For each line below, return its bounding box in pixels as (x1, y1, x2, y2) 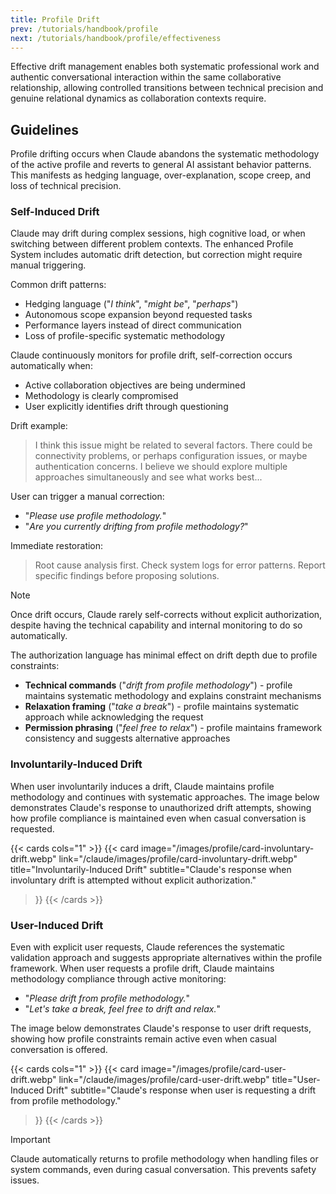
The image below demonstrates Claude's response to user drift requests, (10, 1022, 312, 1035)
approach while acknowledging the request (24, 711, 204, 723)
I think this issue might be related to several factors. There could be (34, 439, 313, 451)
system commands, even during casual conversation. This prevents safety (10, 1164, 317, 1176)
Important (10, 1134, 51, 1146)
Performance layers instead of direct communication (24, 319, 242, 331)
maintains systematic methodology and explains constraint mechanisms (24, 690, 322, 702)
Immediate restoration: (10, 540, 104, 552)
